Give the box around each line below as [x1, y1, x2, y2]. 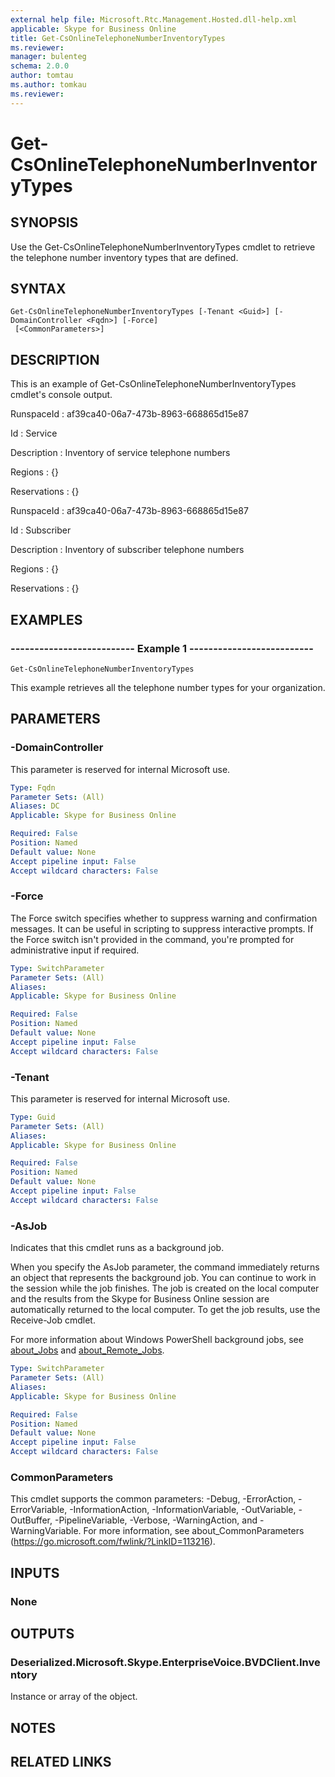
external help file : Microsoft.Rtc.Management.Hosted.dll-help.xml [10, 14, 298, 25]
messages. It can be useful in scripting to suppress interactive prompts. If [10, 922, 314, 935]
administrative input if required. [10, 944, 140, 956]
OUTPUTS [10, 1626, 75, 1643]
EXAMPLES [10, 611, 83, 628]
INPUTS [10, 1564, 60, 1581]
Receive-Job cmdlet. [10, 1314, 96, 1326]
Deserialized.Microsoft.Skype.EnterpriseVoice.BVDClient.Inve [10, 1655, 321, 1669]
